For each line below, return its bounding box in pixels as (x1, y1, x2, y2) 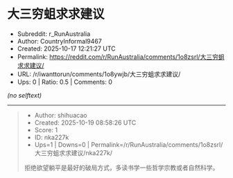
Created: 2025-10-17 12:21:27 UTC (17, 44, 116, 53)
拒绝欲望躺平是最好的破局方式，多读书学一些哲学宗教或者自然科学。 (24, 163, 219, 172)
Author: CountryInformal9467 (17, 37, 102, 45)
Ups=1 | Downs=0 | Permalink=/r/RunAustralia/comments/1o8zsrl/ (34, 140, 223, 149)
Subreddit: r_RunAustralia (17, 29, 91, 38)
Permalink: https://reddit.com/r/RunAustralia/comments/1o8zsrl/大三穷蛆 (17, 53, 225, 61)
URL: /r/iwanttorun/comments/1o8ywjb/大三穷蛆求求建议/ (17, 70, 181, 78)
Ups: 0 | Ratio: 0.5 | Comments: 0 (17, 78, 113, 86)
